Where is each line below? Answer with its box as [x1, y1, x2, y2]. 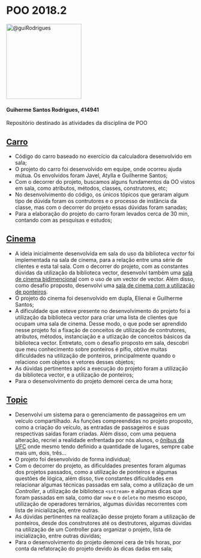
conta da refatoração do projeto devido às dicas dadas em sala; [14, 545, 173, 552]
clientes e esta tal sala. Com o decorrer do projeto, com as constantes [14, 262, 189, 270]
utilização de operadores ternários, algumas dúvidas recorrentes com [14, 500, 188, 508]
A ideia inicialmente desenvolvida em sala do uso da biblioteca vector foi [14, 250, 195, 257]
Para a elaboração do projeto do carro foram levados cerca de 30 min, [14, 210, 190, 217]
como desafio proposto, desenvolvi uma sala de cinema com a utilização [14, 282, 195, 289]
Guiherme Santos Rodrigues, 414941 [6, 106, 99, 113]
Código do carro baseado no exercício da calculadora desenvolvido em [14, 153, 192, 160]
